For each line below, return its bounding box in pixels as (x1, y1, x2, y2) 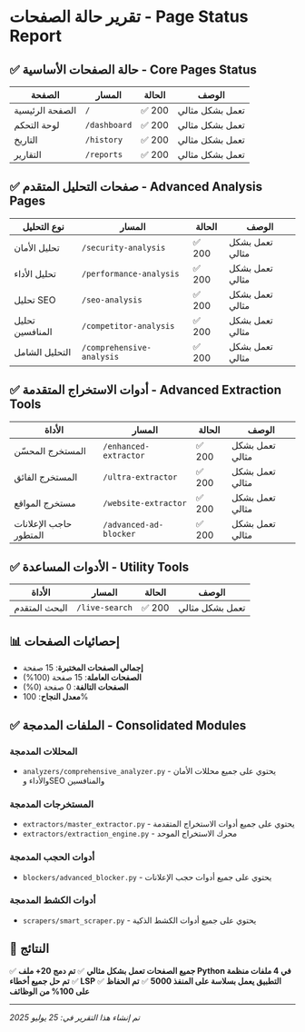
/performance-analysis (81, 268, 180, 279)
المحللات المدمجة (9, 745, 78, 758)
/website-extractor (103, 498, 188, 508)
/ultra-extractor (103, 471, 178, 482)
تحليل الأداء (14, 267, 56, 280)
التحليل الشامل (14, 345, 72, 358)
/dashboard (84, 120, 133, 130)
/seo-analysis (81, 294, 143, 305)
